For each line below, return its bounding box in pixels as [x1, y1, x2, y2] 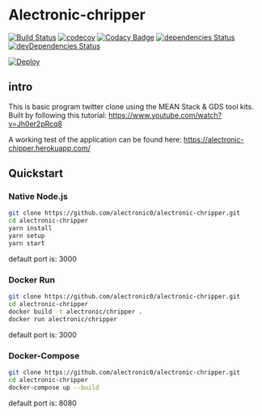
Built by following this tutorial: [8, 110, 108, 120]
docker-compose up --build [8, 383, 99, 392]
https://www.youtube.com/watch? [108, 110, 222, 120]
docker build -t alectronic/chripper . [8, 308, 143, 316]
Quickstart [8, 167, 64, 180]
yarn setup [8, 232, 45, 240]
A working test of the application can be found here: [8, 134, 182, 144]
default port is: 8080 [8, 398, 77, 408]
